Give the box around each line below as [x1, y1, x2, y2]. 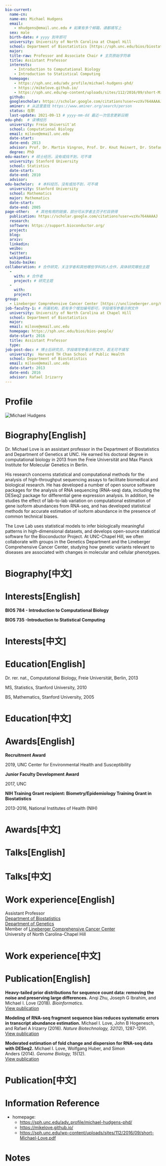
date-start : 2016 [9, 333, 45, 338]
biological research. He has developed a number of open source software [5, 482, 156, 488]
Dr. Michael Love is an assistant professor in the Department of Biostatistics [5, 446, 160, 452]
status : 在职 [9, 108, 35, 114]
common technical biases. [5, 513, 59, 519]
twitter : [9, 250, 28, 256]
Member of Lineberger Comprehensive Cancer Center [5, 926, 116, 932]
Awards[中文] [5, 824, 61, 835]
